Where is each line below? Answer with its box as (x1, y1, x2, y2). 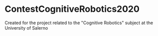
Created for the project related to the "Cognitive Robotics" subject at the (4, 20, 153, 26)
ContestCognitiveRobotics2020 (4, 3, 140, 15)
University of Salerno (4, 25, 48, 31)
